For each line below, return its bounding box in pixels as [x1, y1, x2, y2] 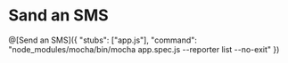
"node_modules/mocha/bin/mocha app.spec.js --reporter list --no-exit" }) [8, 43, 280, 54]
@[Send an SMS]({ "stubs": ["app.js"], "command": [8, 35, 198, 45]
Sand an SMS [8, 5, 109, 26]
